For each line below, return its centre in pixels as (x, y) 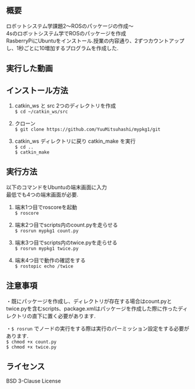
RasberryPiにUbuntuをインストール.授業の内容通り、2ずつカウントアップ (95, 41)
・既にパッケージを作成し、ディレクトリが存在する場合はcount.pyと (89, 301)
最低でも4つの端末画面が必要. (42, 194)
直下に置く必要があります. (64, 316)
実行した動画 (30, 69)
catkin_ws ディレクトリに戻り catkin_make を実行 (75, 141)
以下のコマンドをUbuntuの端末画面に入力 (57, 187)
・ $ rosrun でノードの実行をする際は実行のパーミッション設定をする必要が (98, 328)
